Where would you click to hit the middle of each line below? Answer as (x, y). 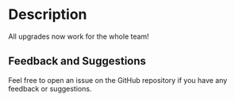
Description (48, 15)
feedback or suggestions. (50, 88)
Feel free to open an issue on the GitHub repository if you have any (118, 80)
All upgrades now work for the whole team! (79, 36)
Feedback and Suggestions (77, 61)
